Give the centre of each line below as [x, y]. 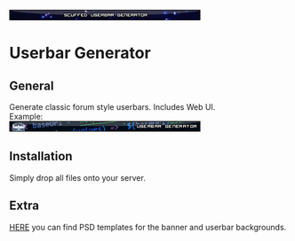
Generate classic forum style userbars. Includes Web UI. [112, 107]
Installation [41, 156]
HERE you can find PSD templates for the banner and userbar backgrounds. [148, 227]
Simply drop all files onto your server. [78, 177]
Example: [26, 117]
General [32, 86]
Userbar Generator [80, 53]
